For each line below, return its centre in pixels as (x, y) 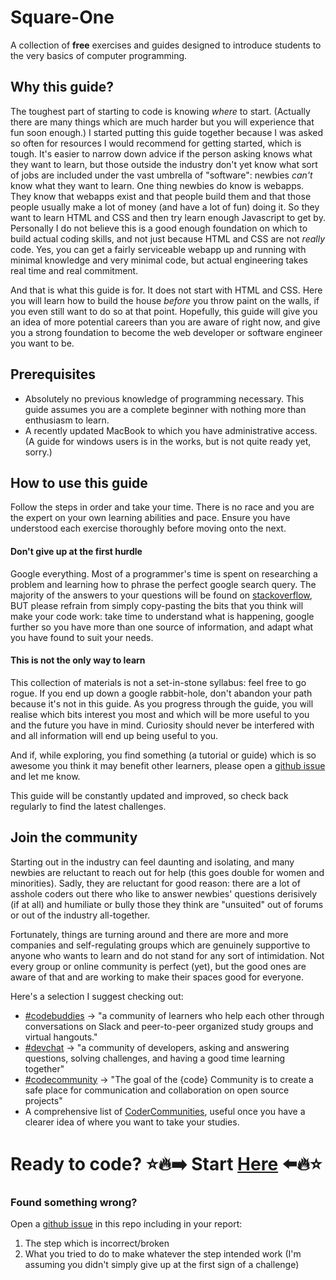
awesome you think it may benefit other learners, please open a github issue (168, 765)
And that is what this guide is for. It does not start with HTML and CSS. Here (166, 290)
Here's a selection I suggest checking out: (97, 996)
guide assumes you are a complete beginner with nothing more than (165, 409)
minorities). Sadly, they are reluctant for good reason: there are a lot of (155, 883)
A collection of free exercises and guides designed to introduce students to (166, 45)
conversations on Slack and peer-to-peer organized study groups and (169, 1026)
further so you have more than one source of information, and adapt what (162, 627)
